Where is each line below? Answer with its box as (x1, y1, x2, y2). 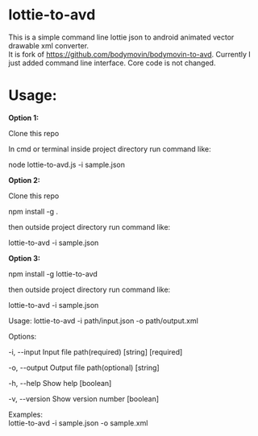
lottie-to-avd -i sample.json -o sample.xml (8, 417, 148, 428)
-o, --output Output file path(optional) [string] (8, 363, 160, 372)
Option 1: (8, 113, 39, 122)
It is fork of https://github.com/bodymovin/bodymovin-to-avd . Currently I (8, 49, 252, 59)
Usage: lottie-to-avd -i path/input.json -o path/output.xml (8, 316, 199, 326)
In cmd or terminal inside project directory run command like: (8, 143, 211, 154)
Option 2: (8, 175, 40, 185)
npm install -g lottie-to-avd (8, 268, 98, 279)
